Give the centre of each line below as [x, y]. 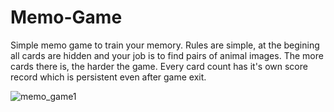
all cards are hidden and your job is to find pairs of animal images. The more [167, 55]
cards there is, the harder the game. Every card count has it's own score [159, 66]
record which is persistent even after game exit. [108, 77]
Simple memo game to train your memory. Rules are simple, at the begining [165, 45]
